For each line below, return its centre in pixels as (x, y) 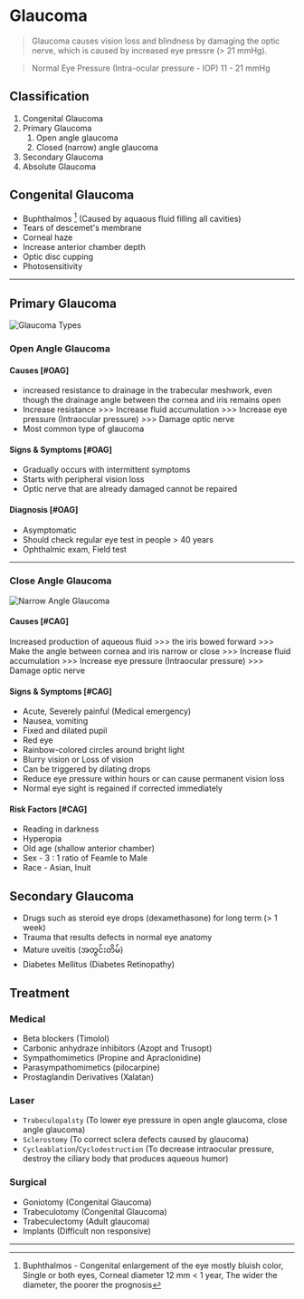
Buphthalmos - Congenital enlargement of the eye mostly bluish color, (153, 1265)
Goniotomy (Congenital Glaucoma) (87, 1202)
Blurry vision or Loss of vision (78, 760)
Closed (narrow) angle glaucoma (97, 147)
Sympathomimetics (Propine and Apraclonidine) (112, 1057)
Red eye (38, 740)
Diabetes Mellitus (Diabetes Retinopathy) (98, 965)
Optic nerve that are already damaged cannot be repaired (130, 489)
